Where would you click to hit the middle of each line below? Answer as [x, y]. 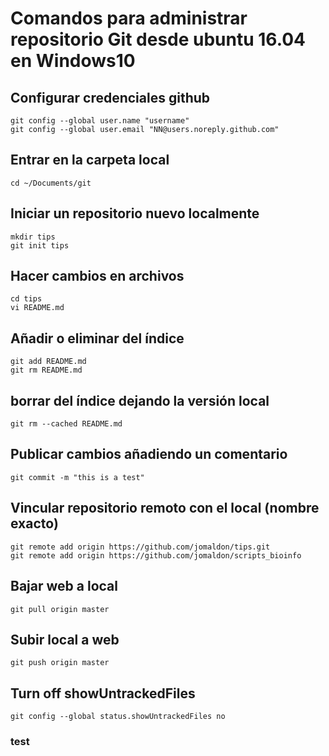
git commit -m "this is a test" [77, 477]
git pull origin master [60, 609]
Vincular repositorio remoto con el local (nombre [165, 508]
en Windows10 [73, 61]
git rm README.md [46, 370]
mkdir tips [33, 237]
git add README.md [48, 362]
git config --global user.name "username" [100, 121]
